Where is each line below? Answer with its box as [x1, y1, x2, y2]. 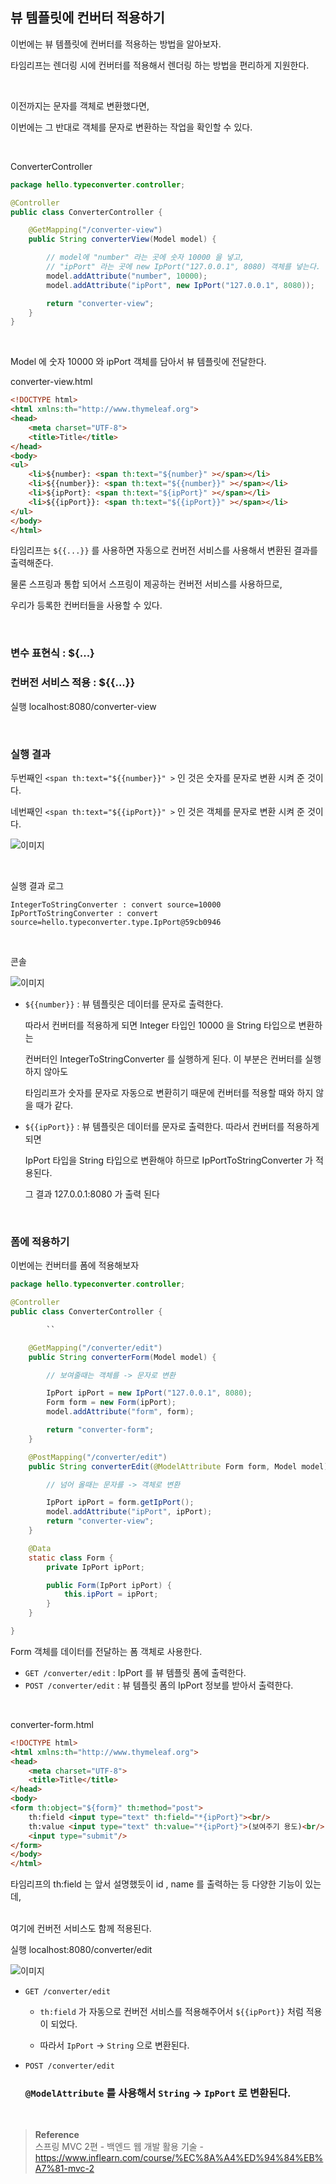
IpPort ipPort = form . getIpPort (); [46, 1498, 195, 1508]
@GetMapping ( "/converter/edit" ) [28, 1343, 163, 1353]
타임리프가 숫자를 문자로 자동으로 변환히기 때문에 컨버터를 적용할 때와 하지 [24, 1086, 314, 1098]
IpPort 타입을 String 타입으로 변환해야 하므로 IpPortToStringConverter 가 [24, 1154, 313, 1166]
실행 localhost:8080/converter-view [10, 700, 157, 712]
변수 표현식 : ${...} [10, 646, 95, 660]
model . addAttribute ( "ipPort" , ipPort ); [46, 1507, 213, 1517]
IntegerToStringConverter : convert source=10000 [10, 899, 222, 910]
